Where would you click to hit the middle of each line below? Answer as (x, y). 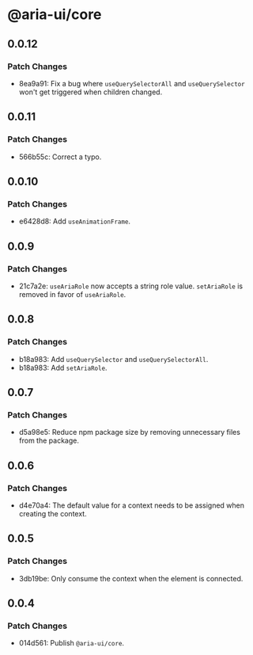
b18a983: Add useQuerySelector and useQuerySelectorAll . (113, 359)
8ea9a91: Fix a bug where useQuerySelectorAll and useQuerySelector (132, 83)
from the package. (49, 440)
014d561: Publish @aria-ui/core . (71, 643)
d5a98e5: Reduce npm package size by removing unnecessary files (129, 432)
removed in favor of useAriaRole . (72, 294)
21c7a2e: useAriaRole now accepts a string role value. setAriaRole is (130, 286)
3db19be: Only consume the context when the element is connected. (131, 578)
